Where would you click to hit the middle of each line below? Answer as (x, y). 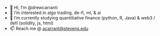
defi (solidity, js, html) (32, 23)
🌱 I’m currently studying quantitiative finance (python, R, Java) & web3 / (82, 18)
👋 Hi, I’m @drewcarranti (34, 8)
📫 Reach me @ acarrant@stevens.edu (49, 28)
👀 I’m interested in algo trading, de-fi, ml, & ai (55, 13)
